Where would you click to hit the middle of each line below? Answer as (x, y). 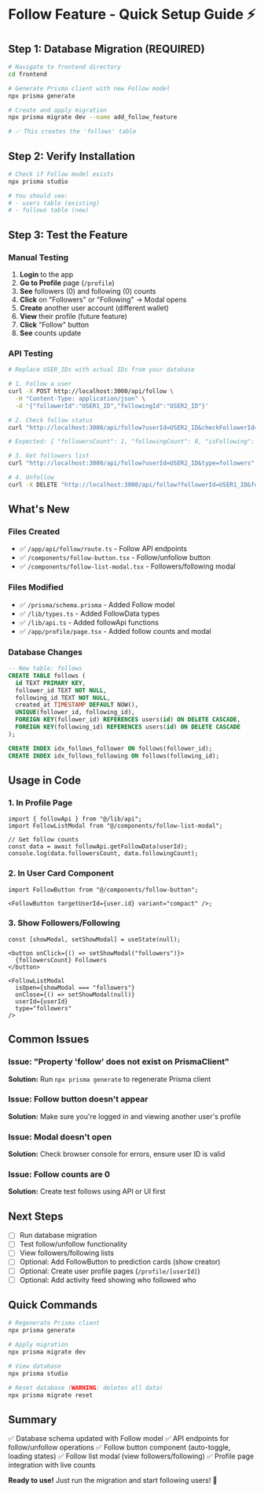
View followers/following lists (67, 1253)
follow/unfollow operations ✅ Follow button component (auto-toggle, (119, 1447)
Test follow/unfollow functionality (73, 1244)
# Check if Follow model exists (61, 174)
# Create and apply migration (58, 110)
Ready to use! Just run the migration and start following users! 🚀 (113, 1480)
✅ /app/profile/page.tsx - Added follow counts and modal (115, 631)
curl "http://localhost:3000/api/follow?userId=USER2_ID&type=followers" (132, 463)
